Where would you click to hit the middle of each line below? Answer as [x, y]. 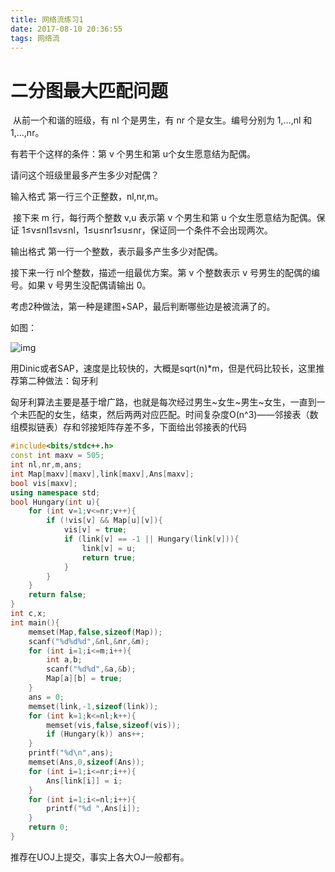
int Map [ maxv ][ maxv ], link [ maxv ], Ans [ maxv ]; [102, 474]
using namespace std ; [55, 492]
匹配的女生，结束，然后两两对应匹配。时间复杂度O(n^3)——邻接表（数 [173, 415]
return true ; [109, 557]
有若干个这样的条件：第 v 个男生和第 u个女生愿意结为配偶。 [133, 154]
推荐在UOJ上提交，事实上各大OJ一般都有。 [100, 857]
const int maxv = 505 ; [57, 456]
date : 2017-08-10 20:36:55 [66, 29]
